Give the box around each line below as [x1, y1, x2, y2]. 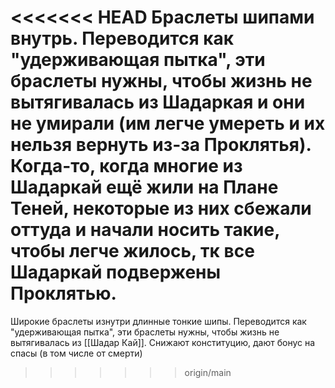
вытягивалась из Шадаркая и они [10, 91, 306, 114]
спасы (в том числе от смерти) [10, 347, 143, 359]
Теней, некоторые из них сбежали [10, 197, 312, 220]
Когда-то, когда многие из [10, 155, 243, 178]
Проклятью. [10, 282, 117, 305]
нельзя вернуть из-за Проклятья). [10, 134, 312, 156]
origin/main [184, 366, 232, 378]
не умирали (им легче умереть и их [10, 112, 326, 135]
